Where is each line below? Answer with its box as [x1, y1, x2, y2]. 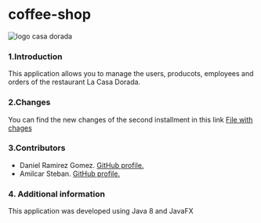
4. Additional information [8, 188, 106, 199]
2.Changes [8, 97, 51, 108]
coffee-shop [8, 5, 92, 24]
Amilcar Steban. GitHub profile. [19, 169, 120, 178]
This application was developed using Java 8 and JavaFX [8, 207, 194, 216]
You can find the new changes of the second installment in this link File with [8, 115, 253, 124]
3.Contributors [8, 143, 66, 154]
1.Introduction [8, 51, 63, 62]
